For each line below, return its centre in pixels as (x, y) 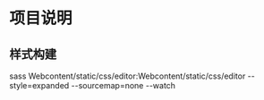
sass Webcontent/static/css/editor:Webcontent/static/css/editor (128, 76)
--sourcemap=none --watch (123, 85)
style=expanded (39, 85)
